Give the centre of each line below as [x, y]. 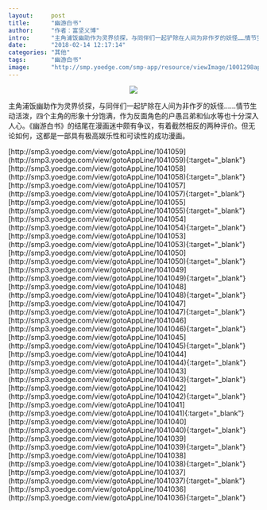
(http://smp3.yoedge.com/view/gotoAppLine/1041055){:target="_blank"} [127, 211]
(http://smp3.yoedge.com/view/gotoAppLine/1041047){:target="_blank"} [127, 311]
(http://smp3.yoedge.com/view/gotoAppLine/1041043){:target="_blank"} [127, 379]
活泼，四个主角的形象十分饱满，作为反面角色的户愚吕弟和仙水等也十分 [130, 115]
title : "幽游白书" [45, 23]
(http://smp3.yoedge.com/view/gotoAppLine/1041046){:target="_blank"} [127, 328]
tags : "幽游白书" [45, 60]
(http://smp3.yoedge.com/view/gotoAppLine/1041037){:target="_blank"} [127, 481]
